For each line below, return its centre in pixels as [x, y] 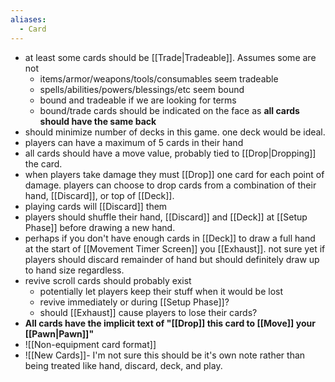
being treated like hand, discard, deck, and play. [123, 365]
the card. [43, 163]
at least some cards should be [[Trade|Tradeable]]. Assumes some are [170, 57]
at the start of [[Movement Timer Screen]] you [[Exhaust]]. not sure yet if [175, 248]
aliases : [28, 19]
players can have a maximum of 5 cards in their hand [134, 142]
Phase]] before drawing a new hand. [100, 227]
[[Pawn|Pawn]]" [59, 333]
